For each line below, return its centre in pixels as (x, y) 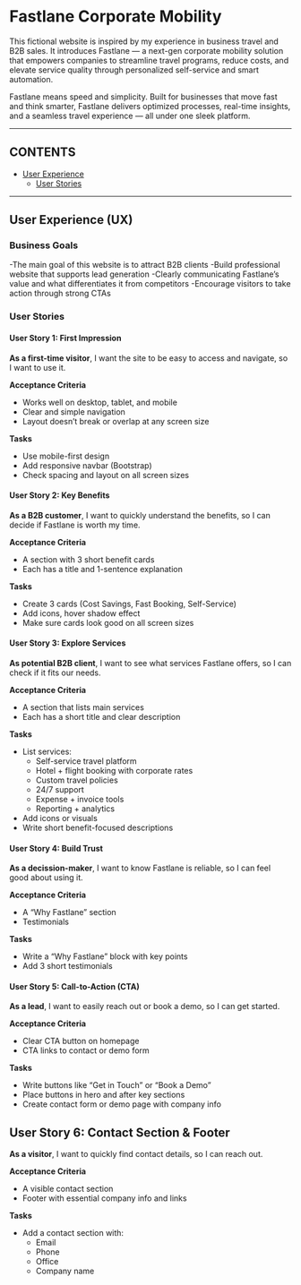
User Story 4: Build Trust (56, 848)
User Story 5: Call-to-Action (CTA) (75, 986)
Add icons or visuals (60, 818)
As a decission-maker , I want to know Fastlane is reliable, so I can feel (140, 868)
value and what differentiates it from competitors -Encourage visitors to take (150, 284)
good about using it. (46, 878)
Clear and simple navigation (73, 411)
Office (47, 1262)
